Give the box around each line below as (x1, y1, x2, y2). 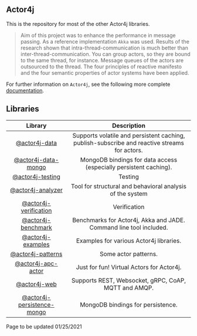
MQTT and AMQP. (103, 284, 154, 292)
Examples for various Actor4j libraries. (76, 237, 182, 245)
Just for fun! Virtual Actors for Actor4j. (76, 263, 182, 271)
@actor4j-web (15, 280, 57, 288)
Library (26, 121, 47, 129)
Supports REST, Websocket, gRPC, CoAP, (71, 276, 186, 284)
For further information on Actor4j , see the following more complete (6, 81, 171, 88)
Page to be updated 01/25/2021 (6, 323, 82, 330)
